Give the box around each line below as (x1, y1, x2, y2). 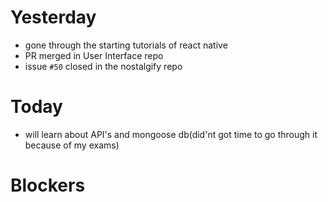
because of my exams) (24, 139, 120, 151)
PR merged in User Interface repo (24, 49, 164, 61)
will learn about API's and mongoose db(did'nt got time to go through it (24, 128, 318, 140)
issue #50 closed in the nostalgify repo (24, 60, 183, 72)
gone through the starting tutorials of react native (24, 39, 228, 51)
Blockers (10, 174, 86, 197)
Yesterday (10, 6, 97, 29)
